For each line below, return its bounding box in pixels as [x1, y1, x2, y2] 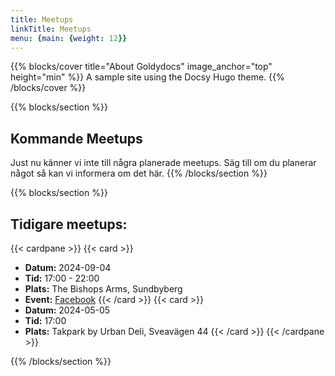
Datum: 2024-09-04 [24, 262, 112, 273]
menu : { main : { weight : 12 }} [10, 33, 128, 43]
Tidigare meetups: [10, 216, 128, 233]
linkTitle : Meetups [10, 24, 92, 34]
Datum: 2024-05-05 [24, 304, 111, 316]
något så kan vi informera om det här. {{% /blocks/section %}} [10, 167, 268, 180]
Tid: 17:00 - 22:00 [24, 272, 100, 284]
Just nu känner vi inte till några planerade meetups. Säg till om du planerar [10, 157, 317, 169]
